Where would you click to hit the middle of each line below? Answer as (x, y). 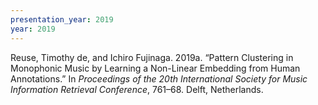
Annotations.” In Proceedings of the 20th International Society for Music (159, 78)
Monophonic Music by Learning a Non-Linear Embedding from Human (155, 68)
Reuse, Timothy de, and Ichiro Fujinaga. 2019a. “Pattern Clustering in (152, 57)
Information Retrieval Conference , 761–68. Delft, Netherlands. (137, 89)
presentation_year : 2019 (62, 19)
